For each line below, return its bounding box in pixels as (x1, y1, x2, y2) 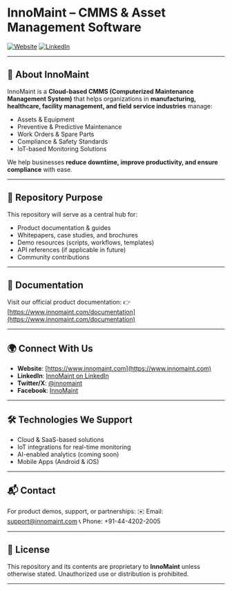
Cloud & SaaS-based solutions (17, 436, 104, 443)
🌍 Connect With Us (7, 342, 93, 354)
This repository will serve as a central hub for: (7, 210, 138, 218)
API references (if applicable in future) (17, 245, 126, 253)
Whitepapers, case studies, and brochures (17, 231, 138, 239)
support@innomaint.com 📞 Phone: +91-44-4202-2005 (7, 516, 161, 525)
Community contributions (17, 253, 90, 261)
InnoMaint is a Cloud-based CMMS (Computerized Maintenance (7, 87, 194, 95)
